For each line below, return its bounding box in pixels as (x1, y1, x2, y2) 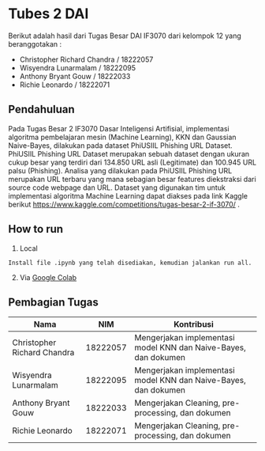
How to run (8, 222, 64, 236)
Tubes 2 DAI (8, 5, 89, 23)
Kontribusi (173, 319, 215, 330)
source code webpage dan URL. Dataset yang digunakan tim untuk (8, 183, 226, 192)
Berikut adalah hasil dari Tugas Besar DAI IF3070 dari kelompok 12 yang (8, 31, 242, 40)
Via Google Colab (19, 272, 77, 282)
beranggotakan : (8, 39, 62, 48)
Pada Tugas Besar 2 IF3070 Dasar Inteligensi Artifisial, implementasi (8, 123, 230, 133)
